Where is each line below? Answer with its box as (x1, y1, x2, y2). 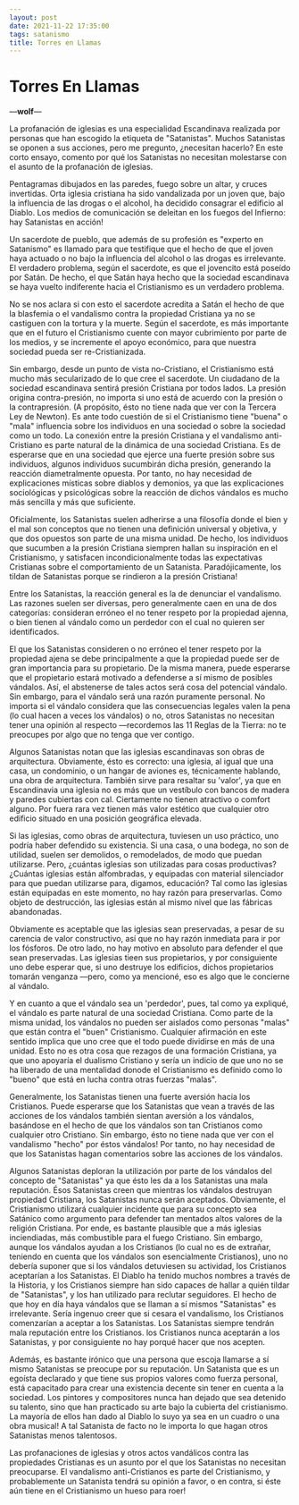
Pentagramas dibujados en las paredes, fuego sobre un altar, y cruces (9, 179, 268, 190)
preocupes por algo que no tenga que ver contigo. (9, 730, 195, 740)
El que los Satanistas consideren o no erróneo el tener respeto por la (9, 644, 262, 655)
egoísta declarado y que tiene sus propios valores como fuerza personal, (9, 1374, 278, 1384)
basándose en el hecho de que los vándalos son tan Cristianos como (9, 1120, 263, 1131)
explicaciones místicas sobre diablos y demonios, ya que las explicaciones (9, 478, 284, 488)
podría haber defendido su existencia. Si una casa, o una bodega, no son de (9, 840, 290, 850)
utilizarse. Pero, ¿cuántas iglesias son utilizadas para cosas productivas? (9, 859, 277, 870)
